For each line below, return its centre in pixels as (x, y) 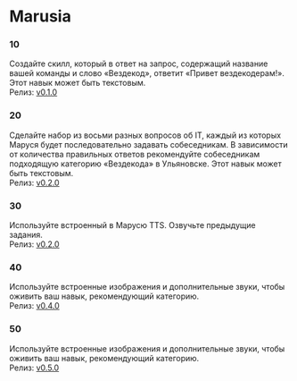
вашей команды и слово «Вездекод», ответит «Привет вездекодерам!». (147, 73)
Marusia (40, 17)
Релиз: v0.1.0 (33, 92)
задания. (26, 235)
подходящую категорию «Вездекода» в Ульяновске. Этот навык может (146, 164)
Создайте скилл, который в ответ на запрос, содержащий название (139, 63)
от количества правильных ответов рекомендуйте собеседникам (135, 154)
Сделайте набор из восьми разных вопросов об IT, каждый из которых (145, 135)
